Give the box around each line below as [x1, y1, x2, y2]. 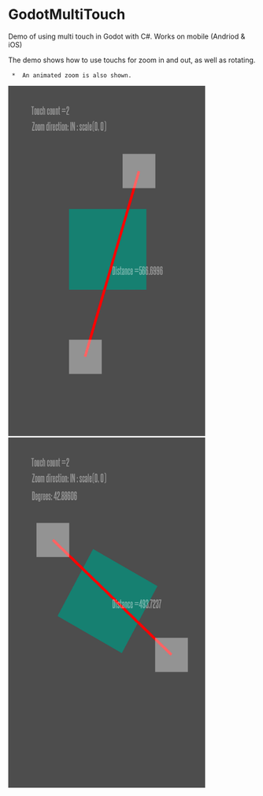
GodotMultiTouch [8, 6, 126, 24]
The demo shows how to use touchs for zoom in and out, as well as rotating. [8, 55, 256, 65]
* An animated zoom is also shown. [11, 71, 132, 80]
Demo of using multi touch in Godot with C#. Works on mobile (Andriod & [8, 32, 246, 41]
